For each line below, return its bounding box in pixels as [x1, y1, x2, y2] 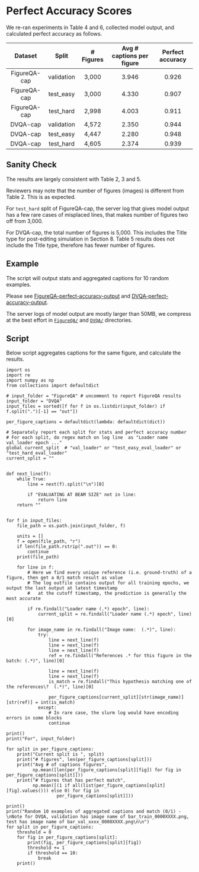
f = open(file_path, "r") [17, 538, 81, 544]
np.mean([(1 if [32, 782, 70, 789]
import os [6, 367, 31, 373]
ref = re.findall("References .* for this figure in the [48, 653, 192, 659]
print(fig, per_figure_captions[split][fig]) [27, 840, 142, 846]
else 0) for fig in [51, 788, 99, 794]
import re [6, 372, 31, 378]
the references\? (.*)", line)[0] [6, 684, 94, 690]
